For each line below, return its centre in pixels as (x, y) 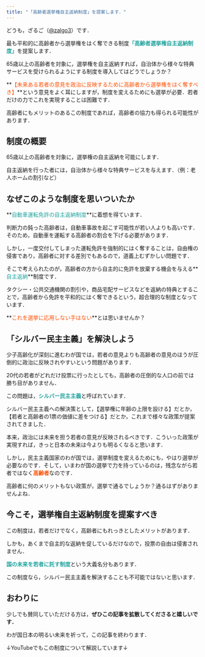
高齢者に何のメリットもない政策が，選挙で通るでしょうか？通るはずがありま (103, 486)
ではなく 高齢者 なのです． (44, 473)
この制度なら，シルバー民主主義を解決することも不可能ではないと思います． (103, 577)
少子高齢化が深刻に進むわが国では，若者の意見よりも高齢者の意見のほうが (100, 355)
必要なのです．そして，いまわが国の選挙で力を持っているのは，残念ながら (99, 465)
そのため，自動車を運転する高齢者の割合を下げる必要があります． (89, 235)
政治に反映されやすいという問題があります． (78, 362)
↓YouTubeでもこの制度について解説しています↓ (67, 647)
